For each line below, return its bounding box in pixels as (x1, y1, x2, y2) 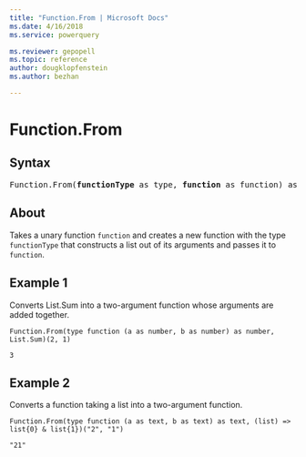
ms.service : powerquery (9, 30, 100, 39)
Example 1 (9, 275, 68, 291)
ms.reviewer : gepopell (9, 46, 96, 56)
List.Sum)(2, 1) (9, 334, 71, 344)
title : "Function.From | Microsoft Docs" (9, 13, 169, 23)
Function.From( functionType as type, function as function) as (9, 179, 298, 189)
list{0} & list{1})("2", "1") (9, 425, 125, 434)
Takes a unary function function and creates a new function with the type (9, 229, 287, 240)
